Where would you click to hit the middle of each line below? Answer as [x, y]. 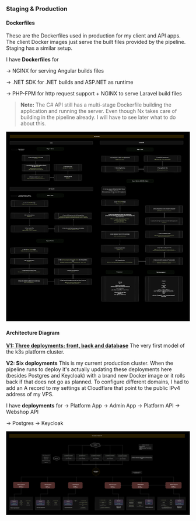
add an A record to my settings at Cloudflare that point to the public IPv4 [93, 388]
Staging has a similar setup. [39, 48]
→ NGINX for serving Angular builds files [55, 71]
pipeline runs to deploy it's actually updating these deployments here [89, 369]
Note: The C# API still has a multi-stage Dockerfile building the [96, 105]
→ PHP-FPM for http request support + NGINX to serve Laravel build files [94, 94]
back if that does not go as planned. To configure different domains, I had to [98, 382]
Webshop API [22, 412]
